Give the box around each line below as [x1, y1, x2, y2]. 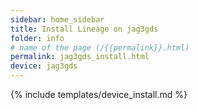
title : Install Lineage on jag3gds [10, 24, 159, 34]
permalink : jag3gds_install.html [10, 52, 150, 62]
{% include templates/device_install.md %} [10, 89, 188, 100]
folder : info [10, 33, 65, 43]
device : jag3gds [10, 61, 78, 71]
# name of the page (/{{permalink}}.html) [10, 42, 190, 53]
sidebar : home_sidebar [10, 14, 105, 25]
